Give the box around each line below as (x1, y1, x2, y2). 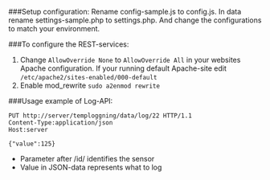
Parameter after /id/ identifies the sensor (19, 154, 155, 163)
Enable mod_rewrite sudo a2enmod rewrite (19, 80, 161, 90)
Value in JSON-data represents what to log (19, 162, 162, 172)
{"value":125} (8, 140, 56, 148)
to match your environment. (8, 24, 100, 33)
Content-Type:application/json (8, 119, 113, 127)
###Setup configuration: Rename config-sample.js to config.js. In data (8, 7, 242, 16)
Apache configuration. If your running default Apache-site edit (19, 63, 227, 73)
